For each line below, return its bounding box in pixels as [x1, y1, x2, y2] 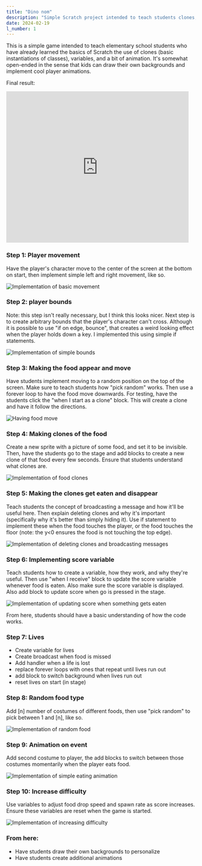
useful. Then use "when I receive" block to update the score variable [6, 576, 177, 583]
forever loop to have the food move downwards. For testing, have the [6, 390, 177, 397]
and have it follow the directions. [6, 403, 87, 410]
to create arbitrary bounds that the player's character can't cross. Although [6, 317, 192, 325]
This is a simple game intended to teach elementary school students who [6, 42, 188, 49]
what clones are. [6, 463, 47, 470]
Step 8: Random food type [6, 694, 84, 702]
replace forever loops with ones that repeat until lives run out [14, 666, 167, 673]
